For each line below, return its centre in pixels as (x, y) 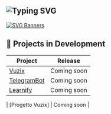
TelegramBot (27, 80)
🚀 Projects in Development (56, 44)
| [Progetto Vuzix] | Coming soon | (48, 104)
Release (69, 61)
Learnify (21, 90)
